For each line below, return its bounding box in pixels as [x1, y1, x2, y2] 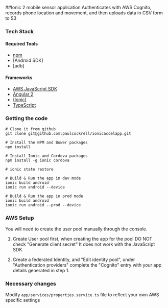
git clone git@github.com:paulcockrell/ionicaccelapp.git [5, 131, 131, 136]
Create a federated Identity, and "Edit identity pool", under [12, 256, 135, 263]
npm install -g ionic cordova [5, 158, 70, 163]
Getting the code [5, 115, 48, 122]
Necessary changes [5, 280, 56, 287]
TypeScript [12, 102, 36, 108]
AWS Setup [5, 214, 34, 221]
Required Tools [5, 40, 38, 46]
